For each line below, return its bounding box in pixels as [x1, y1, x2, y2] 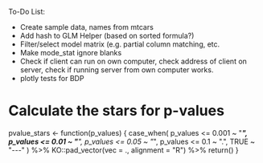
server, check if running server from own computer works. [19, 65, 214, 75]
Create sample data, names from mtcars [19, 22, 154, 31]
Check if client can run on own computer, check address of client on [19, 56, 248, 66]
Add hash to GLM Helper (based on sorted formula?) [19, 31, 195, 40]
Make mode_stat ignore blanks [19, 48, 122, 57]
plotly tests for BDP [19, 74, 84, 83]
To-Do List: [8, 7, 46, 16]
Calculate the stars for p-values [8, 102, 225, 120]
